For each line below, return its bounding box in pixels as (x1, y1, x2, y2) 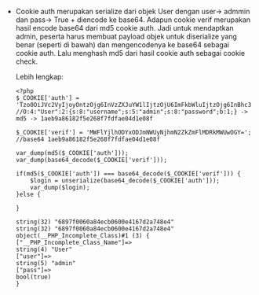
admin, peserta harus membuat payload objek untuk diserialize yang (15, 31, 238, 41)
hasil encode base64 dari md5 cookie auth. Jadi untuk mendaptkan (15, 24, 234, 32)
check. (15, 57, 38, 66)
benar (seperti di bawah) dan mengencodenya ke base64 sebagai (15, 40, 230, 50)
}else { (15, 190, 41, 198)
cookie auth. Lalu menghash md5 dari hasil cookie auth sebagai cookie (15, 49, 246, 57)
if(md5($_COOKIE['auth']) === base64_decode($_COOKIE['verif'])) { (15, 170, 241, 178)
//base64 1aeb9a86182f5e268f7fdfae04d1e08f (15, 135, 161, 143)
